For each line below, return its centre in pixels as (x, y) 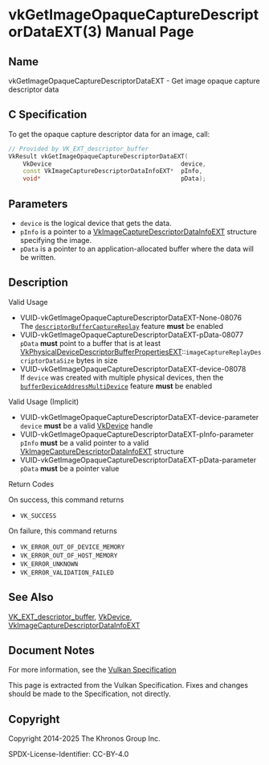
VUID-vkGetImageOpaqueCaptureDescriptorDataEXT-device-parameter (139, 417)
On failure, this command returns (63, 531)
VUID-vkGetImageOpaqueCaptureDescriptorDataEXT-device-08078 (133, 368)
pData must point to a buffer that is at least (90, 343)
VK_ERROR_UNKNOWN (49, 564)
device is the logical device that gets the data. (96, 223)
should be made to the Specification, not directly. (90, 694)
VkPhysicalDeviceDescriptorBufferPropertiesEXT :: (103, 352)
